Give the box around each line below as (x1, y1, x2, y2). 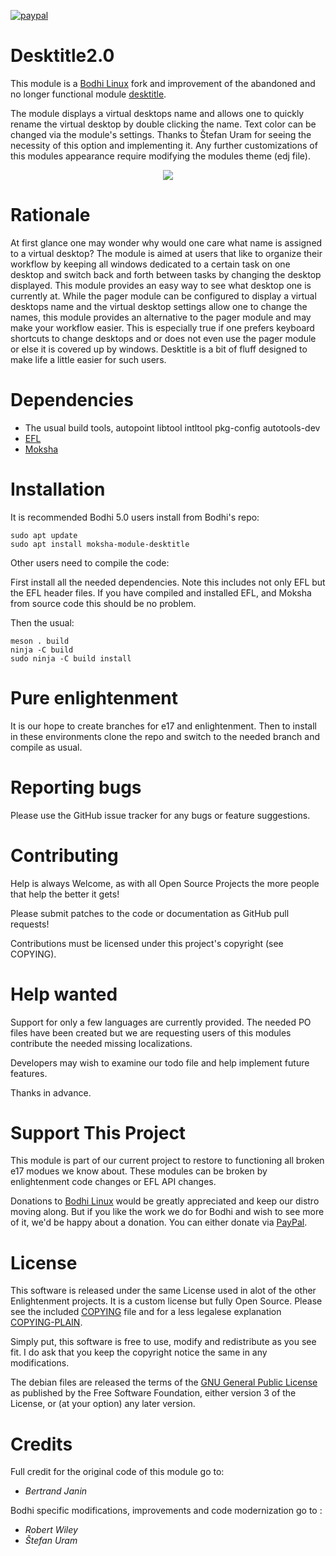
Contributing (10, 844, 119, 867)
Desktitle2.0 (10, 45, 115, 67)
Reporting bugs (10, 776, 142, 799)
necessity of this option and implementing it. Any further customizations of (10, 139, 318, 151)
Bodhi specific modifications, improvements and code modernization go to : (10, 1505, 323, 1517)
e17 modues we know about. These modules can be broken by (10, 1165, 268, 1177)
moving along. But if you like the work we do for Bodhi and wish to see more (10, 1206, 325, 1218)
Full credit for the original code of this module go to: (10, 1466, 225, 1478)
